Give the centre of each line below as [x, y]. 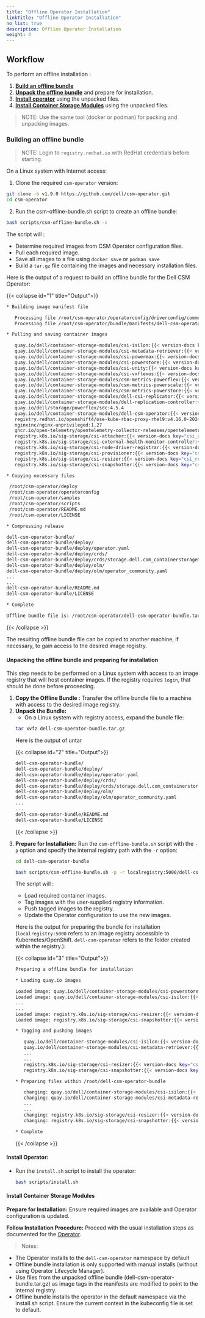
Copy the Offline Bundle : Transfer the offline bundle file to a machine [103, 698]
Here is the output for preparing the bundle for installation [88, 927]
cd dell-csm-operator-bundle [52, 861]
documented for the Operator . [44, 1234]
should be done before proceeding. [51, 686]
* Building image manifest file [47, 307]
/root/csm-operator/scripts [45, 504]
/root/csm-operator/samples [45, 498]
